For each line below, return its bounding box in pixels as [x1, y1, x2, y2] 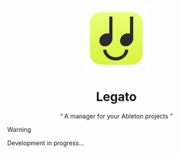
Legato [96, 89, 137, 105]
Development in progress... [7, 139, 84, 147]
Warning [7, 126, 31, 134]
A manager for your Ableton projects [64, 112, 168, 121]
